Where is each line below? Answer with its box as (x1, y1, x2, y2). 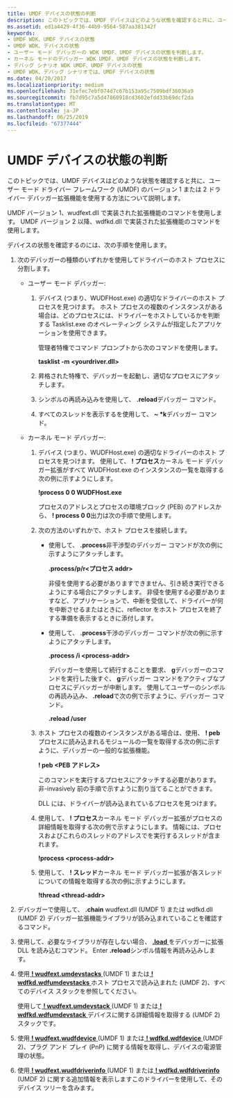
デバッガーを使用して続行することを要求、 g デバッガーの (48, 666, 212, 674)
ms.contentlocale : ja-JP (7, 107, 79, 114)
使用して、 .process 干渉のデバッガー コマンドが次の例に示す (48, 629, 223, 637)
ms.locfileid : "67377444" (7, 120, 82, 127)
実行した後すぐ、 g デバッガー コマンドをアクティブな (67, 674, 219, 683)
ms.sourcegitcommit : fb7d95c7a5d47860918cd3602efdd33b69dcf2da (7, 95, 194, 102)
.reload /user (48, 715, 87, 723)
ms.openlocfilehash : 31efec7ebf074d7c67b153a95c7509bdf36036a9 (7, 88, 194, 95)
